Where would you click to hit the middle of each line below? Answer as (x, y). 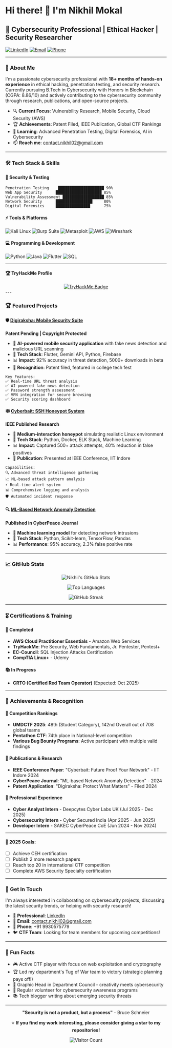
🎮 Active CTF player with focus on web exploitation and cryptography (87, 964)
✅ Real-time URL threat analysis (41, 382)
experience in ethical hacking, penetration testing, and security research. (83, 85)
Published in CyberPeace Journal (42, 523)
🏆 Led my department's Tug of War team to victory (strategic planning (88, 972)
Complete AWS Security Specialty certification (62, 871)
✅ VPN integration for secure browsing (48, 395)
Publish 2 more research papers (47, 859)
